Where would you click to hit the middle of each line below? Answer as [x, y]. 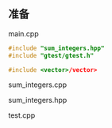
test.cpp [22, 115]
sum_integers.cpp [38, 85]
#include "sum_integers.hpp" [56, 48]
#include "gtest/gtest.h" [51, 55]
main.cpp [23, 33]
